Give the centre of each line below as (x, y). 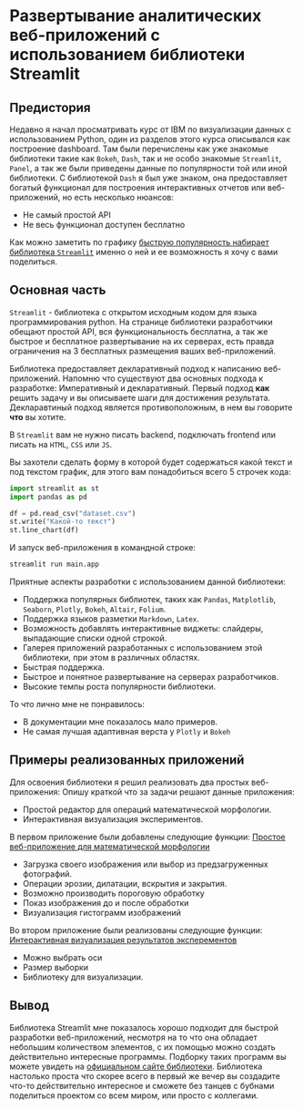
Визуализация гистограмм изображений (102, 912)
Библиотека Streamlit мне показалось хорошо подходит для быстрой (144, 1027)
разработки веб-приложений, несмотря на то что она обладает (133, 1037)
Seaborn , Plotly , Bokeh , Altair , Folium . (94, 609)
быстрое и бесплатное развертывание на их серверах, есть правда (142, 341)
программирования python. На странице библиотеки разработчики (141, 322)
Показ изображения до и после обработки (106, 902)
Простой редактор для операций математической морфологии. (147, 809)
